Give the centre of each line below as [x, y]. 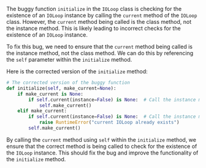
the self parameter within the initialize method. [69, 60]
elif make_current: [42, 111]
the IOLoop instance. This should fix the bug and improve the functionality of [102, 153]
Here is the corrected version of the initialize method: [77, 71]
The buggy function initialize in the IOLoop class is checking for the [94, 9]
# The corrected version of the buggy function [68, 82]
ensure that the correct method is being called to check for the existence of [102, 146]
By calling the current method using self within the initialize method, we [101, 139]
